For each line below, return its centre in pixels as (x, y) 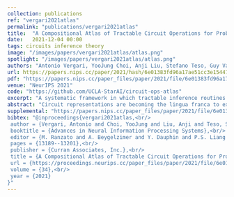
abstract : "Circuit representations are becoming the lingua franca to (113, 105)
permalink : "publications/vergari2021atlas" (73, 27)
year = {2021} (31, 176)
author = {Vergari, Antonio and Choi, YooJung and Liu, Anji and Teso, (116, 124)
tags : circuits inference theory (56, 46)
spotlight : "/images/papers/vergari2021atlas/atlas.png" (92, 59)
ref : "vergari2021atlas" (43, 20)
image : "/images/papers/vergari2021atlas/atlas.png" (85, 53)
